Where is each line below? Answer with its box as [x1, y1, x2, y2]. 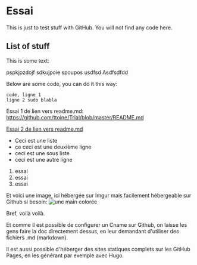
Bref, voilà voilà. [6, 209, 45, 217]
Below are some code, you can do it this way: [6, 80, 118, 87]
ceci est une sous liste [14, 149, 70, 156]
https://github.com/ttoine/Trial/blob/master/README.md [6, 113, 144, 121]
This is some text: [6, 57, 49, 64]
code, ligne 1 [6, 91, 42, 98]
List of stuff [6, 41, 50, 51]
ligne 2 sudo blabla [6, 97, 58, 103]
